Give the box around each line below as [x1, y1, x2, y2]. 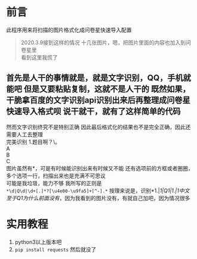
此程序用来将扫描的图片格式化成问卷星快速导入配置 [6, 26, 132, 33]
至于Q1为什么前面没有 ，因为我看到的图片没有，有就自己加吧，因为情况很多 [6, 194, 190, 201]
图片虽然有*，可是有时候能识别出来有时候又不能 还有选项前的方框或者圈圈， [6, 164, 193, 171]
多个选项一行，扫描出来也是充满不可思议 [6, 172, 106, 179]
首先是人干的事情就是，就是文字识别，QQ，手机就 [6, 73, 191, 83]
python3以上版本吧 [14, 238, 62, 245]
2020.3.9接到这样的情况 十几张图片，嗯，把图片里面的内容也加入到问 [20, 39, 191, 46]
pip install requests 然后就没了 [14, 245, 97, 253]
